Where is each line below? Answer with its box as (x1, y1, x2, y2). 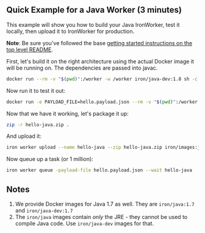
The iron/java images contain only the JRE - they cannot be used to (15, 213, 188, 220)
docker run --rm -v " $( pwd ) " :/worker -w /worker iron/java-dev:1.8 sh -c (6, 76, 198, 82)
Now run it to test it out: (6, 87, 66, 94)
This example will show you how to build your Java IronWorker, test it (6, 21, 180, 28)
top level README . (6, 46, 54, 53)
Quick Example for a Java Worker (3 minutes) (6, 5, 182, 15)
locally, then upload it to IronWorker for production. (6, 27, 135, 35)
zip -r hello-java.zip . (6, 121, 70, 127)
